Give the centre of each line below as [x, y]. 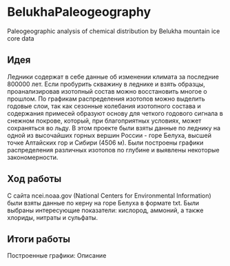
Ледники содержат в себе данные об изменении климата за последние [113, 76]
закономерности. [33, 157]
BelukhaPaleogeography [79, 12]
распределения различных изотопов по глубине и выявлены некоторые [113, 150]
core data [21, 38]
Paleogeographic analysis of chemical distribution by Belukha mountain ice [114, 31]
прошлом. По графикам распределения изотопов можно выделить [106, 99]
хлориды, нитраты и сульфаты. [53, 217]
